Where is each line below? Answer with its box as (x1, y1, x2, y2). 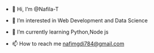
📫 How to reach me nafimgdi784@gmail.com (11, 40, 124, 47)
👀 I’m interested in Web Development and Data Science (11, 17, 148, 24)
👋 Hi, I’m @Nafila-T (11, 6, 59, 12)
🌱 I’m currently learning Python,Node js (11, 28, 109, 35)
